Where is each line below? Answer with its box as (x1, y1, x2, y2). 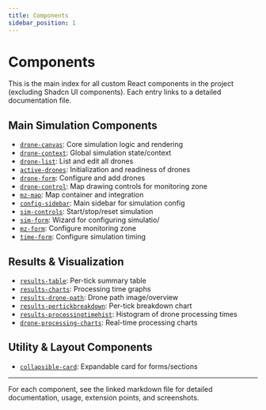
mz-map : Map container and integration (19, 190, 144, 200)
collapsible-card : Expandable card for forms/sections (19, 361, 198, 371)
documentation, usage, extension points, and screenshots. (8, 393, 199, 402)
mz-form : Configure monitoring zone (19, 224, 137, 233)
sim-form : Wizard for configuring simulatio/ (19, 215, 160, 225)
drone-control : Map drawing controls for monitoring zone (19, 182, 208, 191)
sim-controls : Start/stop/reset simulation (19, 207, 154, 216)
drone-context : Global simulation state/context (19, 148, 172, 158)
